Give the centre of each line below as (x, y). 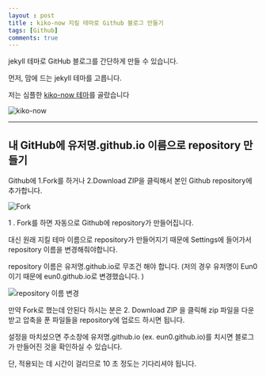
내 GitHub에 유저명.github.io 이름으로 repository (125, 145)
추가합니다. (25, 190)
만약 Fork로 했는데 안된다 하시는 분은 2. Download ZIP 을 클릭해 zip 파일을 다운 (131, 310)
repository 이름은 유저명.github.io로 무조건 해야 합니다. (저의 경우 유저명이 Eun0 (133, 267)
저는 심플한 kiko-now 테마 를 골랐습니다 (69, 95)
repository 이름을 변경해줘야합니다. (63, 250)
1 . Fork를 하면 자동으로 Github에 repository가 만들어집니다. (101, 223)
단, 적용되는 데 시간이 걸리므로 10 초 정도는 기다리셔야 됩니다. (103, 364)
